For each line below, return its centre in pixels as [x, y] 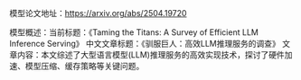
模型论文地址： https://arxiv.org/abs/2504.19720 [98, 13]
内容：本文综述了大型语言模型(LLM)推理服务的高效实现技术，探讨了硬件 [150, 55]
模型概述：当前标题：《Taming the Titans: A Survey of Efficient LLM [134, 32]
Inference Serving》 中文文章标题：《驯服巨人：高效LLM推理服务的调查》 [145, 44]
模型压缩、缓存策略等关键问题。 [85, 66]
